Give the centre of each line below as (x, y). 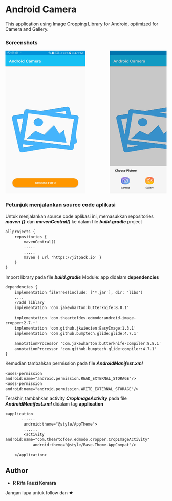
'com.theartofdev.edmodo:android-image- (93, 318)
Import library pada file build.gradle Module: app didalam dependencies (82, 277)
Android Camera (41, 9)
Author (17, 470)
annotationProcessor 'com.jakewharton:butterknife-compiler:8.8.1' (88, 343)
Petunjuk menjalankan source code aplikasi (61, 205)
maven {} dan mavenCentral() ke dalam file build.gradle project (74, 221)
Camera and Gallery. (27, 29)
